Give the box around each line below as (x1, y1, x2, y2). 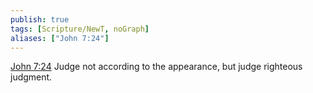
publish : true (10, 14, 70, 25)
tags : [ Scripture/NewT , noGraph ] (10, 24, 150, 34)
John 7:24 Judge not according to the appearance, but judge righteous (10, 61, 303, 73)
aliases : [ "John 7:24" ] (10, 33, 110, 43)
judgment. (10, 71, 53, 83)
